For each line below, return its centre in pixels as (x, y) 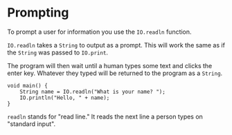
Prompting (38, 13)
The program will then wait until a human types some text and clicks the (110, 65)
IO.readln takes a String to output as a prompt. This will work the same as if (116, 45)
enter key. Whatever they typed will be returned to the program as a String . (115, 73)
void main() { (28, 85)
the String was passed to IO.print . (58, 52)
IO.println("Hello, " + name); (65, 98)
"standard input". (32, 124)
